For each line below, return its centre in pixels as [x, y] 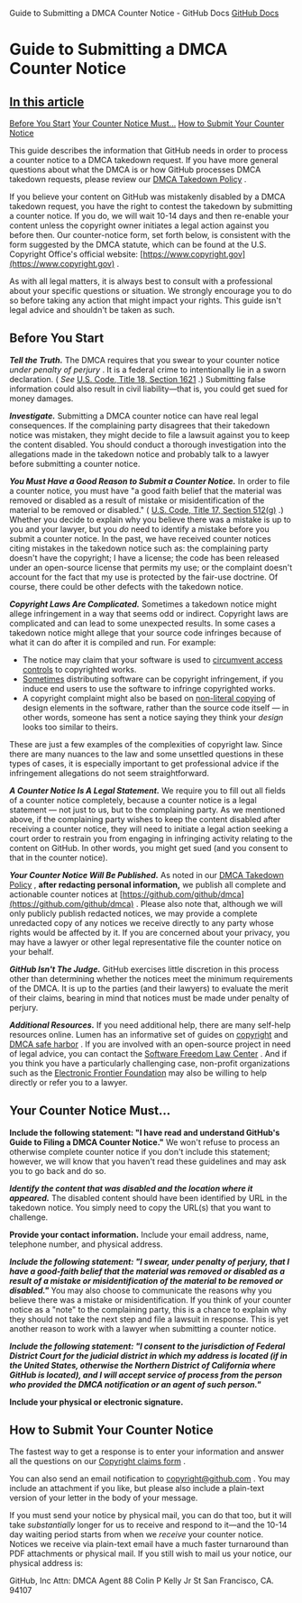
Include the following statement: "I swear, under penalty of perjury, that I [150, 1261]
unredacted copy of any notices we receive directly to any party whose [142, 922]
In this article [47, 101]
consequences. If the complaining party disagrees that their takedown [140, 425]
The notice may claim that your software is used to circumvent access [152, 660]
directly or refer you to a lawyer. [69, 1082]
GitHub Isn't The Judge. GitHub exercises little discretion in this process [144, 969]
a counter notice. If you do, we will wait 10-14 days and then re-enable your [149, 216]
